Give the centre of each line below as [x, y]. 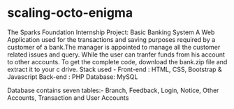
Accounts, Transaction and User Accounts [68, 97]
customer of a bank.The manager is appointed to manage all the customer [114, 47]
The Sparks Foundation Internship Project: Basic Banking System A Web [111, 32]
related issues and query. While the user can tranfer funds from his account [116, 54]
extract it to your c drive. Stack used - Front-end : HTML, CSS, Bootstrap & [115, 69]
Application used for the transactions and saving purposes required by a [111, 39]
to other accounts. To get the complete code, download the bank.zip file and [117, 61]
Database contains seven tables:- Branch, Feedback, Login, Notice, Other [113, 90]
